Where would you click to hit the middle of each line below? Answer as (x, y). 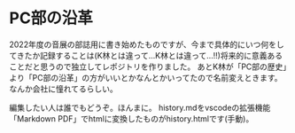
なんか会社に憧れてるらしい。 (63, 89)
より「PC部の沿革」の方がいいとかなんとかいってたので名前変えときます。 (146, 77)
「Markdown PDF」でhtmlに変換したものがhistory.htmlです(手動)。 (132, 118)
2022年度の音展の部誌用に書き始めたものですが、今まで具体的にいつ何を (143, 44)
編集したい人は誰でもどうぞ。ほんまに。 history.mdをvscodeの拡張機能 (140, 107)
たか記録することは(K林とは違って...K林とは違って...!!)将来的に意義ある (154, 55)
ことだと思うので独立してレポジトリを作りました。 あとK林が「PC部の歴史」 (148, 66)
